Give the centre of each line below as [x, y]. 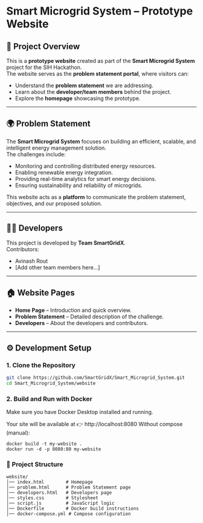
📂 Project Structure [35, 464]
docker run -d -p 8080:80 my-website [54, 449]
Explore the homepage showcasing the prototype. [78, 98]
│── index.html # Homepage [50, 482]
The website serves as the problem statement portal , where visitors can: [98, 74]
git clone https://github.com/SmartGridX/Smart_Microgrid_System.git [96, 378]
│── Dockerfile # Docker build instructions [72, 509]
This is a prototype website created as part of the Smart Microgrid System [101, 61]
